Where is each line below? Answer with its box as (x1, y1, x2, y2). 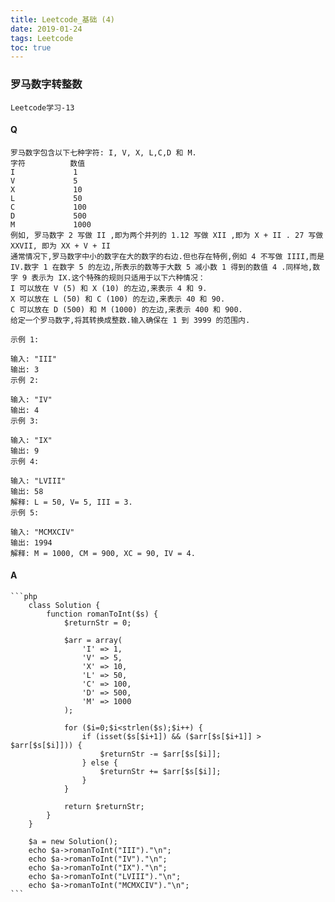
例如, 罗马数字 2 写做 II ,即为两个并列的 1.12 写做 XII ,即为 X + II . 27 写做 (10, 230, 324, 240)
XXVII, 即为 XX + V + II (10, 241, 111, 251)
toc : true (10, 42, 52, 53)
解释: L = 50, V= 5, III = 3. (10, 497, 133, 507)
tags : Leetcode (10, 33, 74, 43)
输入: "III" (10, 354, 57, 364)
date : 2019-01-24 (10, 24, 83, 34)
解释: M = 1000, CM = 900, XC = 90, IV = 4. (10, 548, 196, 558)
